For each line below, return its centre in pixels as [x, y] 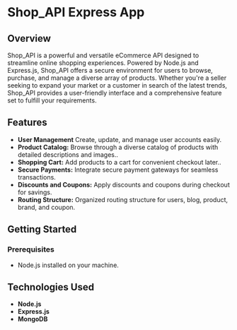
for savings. [35, 192]
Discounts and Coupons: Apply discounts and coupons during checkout [123, 184]
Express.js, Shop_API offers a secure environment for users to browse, [110, 70]
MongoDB [33, 319]
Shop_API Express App [76, 12]
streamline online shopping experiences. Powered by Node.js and [103, 63]
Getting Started [42, 229]
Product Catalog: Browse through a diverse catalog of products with [118, 147]
